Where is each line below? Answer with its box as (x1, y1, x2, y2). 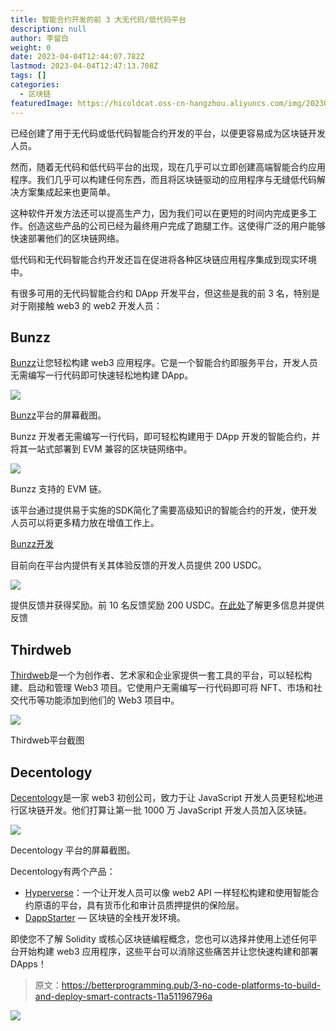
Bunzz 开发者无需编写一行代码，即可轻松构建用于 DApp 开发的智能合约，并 (10, 431, 321, 443)
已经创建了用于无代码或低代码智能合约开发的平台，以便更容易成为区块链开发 (10, 127, 326, 139)
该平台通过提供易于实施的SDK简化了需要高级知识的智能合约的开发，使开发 (10, 504, 318, 516)
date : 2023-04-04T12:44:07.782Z (10, 52, 145, 62)
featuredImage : (10, 98, 74, 108)
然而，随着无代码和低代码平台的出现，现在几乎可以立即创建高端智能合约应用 (10, 161, 326, 173)
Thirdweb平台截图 (10, 734, 85, 746)
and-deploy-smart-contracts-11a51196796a (34, 990, 213, 1002)
